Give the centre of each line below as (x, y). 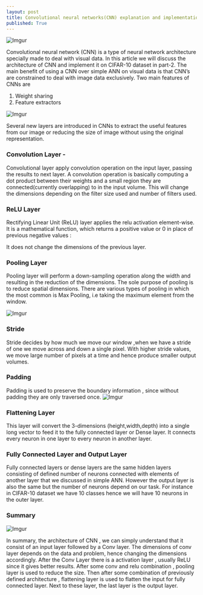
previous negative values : (39, 235)
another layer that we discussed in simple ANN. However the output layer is (100, 480)
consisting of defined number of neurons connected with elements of (93, 474)
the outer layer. (25, 500)
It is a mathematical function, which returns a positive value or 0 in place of (100, 228)
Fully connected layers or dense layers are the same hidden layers (89, 468)
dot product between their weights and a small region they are (84, 181)
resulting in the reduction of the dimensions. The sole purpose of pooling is (100, 282)
